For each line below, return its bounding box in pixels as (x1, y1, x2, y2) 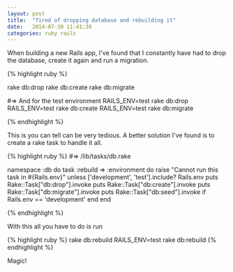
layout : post (7, 10, 45, 17)
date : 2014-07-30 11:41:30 (7, 23, 92, 30)
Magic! (7, 257, 27, 265)
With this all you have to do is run (7, 222, 103, 231)
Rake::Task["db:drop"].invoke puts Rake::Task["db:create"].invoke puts (7, 181, 211, 189)
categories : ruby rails (7, 29, 77, 37)
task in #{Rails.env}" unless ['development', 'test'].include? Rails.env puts (7, 173, 218, 181)
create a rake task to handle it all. (7, 139, 103, 147)
